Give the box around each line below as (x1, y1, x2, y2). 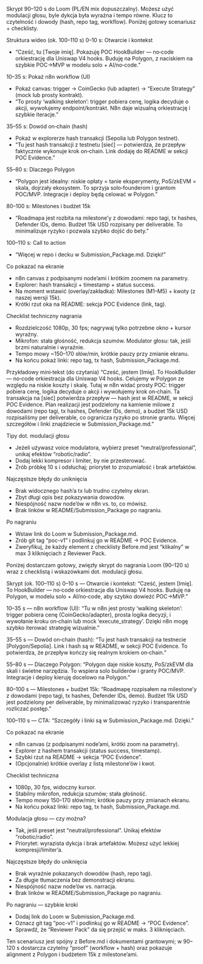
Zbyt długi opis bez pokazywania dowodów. (15, 494, 125, 501)
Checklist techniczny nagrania (6, 313, 82, 319)
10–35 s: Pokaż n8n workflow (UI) (6, 73, 91, 80)
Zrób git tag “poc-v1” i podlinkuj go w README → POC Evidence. (15, 537, 178, 544)
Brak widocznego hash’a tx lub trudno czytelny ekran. (15, 487, 150, 494)
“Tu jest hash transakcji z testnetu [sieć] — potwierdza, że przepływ (15, 141, 186, 148)
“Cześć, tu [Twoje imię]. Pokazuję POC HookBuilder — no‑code (15, 48, 174, 56)
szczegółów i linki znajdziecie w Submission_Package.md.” (6, 421, 154, 427)
